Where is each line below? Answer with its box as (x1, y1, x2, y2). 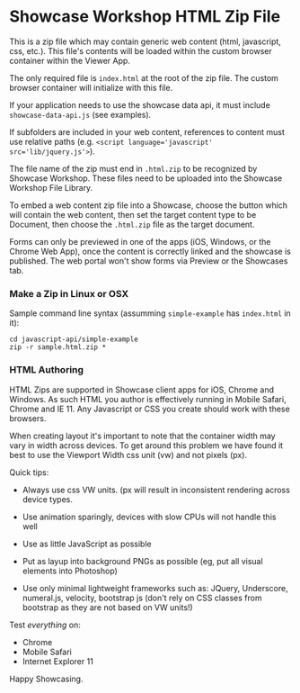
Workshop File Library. (9, 182, 93, 193)
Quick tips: (9, 466, 49, 478)
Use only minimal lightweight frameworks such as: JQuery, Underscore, (22, 582, 289, 593)
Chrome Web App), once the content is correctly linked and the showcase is (9, 246, 292, 256)
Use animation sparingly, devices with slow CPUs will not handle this (22, 511, 277, 522)
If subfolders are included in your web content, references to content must (9, 126, 286, 137)
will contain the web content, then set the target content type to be (9, 209, 257, 220)
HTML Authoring (9, 364, 84, 376)
